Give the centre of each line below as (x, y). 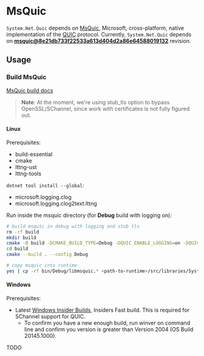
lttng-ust (26, 167)
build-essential (34, 154)
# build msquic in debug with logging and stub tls (73, 226)
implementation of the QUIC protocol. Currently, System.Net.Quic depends (99, 34)
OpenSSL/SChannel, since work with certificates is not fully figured (105, 109)
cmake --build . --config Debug (47, 255)
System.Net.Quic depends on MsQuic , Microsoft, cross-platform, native (95, 28)
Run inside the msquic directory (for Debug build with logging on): (89, 215)
